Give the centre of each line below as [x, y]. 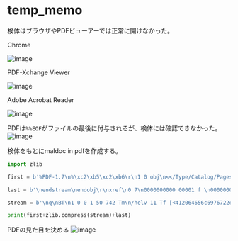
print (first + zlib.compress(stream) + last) [69, 215]
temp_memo [45, 10]
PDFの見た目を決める [38, 230]
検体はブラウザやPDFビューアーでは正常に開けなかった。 [91, 30]
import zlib [25, 164]
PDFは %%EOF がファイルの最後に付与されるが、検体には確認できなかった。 [114, 128]
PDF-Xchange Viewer [39, 72]
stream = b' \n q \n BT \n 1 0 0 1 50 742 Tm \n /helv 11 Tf [87, 203]
